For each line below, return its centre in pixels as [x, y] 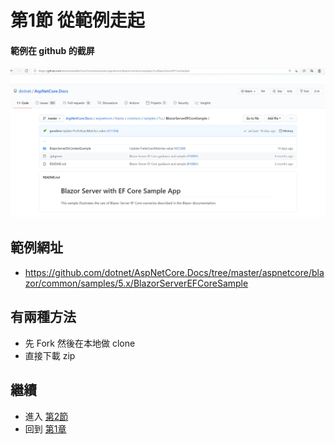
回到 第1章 [45, 428]
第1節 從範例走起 [77, 20]
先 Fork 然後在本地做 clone [80, 343]
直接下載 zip [50, 355]
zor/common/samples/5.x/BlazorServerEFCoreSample [136, 283]
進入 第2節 [46, 416]
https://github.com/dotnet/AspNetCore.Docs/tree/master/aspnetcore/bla [174, 272]
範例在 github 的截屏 [52, 50]
